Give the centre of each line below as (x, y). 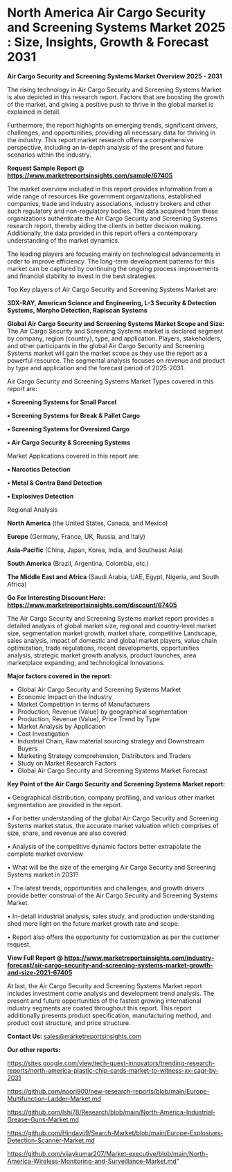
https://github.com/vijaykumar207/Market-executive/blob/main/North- (108, 1153)
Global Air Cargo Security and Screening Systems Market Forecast (112, 770)
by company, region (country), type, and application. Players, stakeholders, (115, 338)
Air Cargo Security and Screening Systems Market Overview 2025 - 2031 (115, 76)
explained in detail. (34, 112)
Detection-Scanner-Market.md (51, 1140)
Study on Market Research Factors (66, 763)
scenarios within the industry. (49, 155)
